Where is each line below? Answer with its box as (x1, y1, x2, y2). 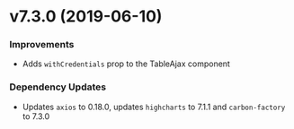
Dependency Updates (9, 81, 106, 93)
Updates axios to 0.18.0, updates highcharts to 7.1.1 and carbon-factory (22, 101, 286, 112)
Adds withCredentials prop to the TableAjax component (22, 58, 231, 69)
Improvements (9, 39, 75, 51)
